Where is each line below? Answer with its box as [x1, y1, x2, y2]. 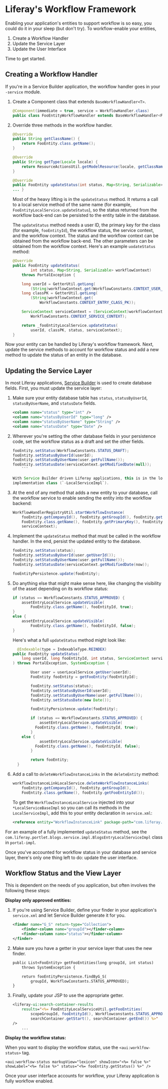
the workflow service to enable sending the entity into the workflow [12, 495, 152, 501]
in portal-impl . [5, 839, 36, 845]
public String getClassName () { [12, 137, 80, 142]
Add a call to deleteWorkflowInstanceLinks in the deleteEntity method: [12, 771, 159, 777]
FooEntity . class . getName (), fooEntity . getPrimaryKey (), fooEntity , [21, 519, 165, 524]
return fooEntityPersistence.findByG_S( [21, 974, 107, 979]
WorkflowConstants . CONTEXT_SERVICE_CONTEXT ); [30, 314, 127, 319]
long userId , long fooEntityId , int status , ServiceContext [21, 656, 149, 661]
